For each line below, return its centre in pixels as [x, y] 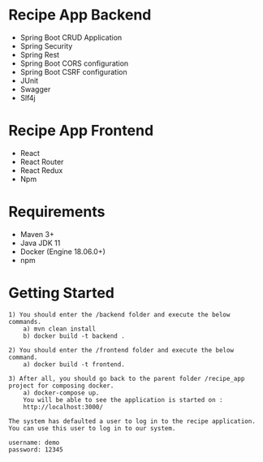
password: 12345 [36, 449]
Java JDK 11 [40, 243]
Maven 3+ [37, 234]
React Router [42, 162]
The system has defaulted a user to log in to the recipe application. [132, 421]
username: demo [34, 443]
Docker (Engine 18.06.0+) [63, 251]
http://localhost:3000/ [63, 407]
